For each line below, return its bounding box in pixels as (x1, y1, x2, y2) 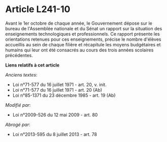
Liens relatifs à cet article (5, 62, 60, 68)
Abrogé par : (5, 121, 30, 127)
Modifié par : (5, 102, 31, 108)
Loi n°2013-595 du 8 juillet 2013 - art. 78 (12, 131, 97, 137)
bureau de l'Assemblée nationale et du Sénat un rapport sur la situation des (5, 25, 162, 31)
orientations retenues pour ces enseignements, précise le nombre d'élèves (5, 36, 161, 42)
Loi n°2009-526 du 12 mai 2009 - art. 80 (12, 112, 98, 118)
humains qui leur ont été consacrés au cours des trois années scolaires (5, 47, 154, 53)
